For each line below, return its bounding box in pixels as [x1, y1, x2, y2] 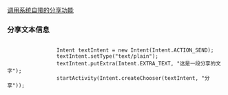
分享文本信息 [7, 25, 50, 34]
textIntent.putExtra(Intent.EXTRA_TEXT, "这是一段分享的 [56, 61, 216, 67]
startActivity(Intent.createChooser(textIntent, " [56, 75, 205, 82]
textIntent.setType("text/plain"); [56, 53, 158, 60]
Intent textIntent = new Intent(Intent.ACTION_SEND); [56, 47, 214, 54]
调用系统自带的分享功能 [7, 6, 74, 14]
